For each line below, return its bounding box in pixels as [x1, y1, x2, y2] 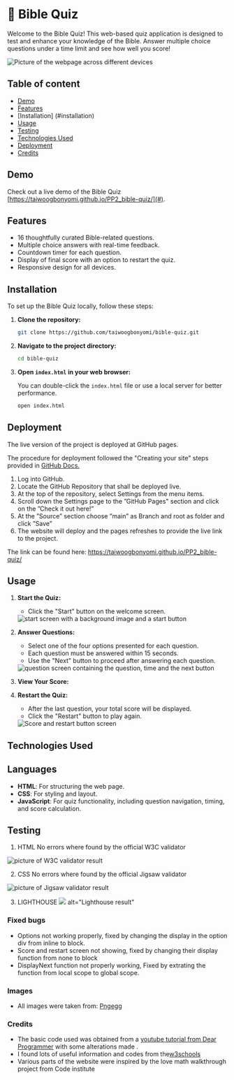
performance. [17, 388, 57, 397]
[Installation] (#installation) [17, 111, 95, 119]
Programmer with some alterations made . [17, 1042, 138, 1051]
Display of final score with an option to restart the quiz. [17, 256, 176, 264]
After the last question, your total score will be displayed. [27, 705, 192, 713]
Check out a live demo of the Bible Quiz [7, 187, 122, 196]
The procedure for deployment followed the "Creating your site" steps [7, 453, 209, 462]
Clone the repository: [17, 316, 81, 324]
